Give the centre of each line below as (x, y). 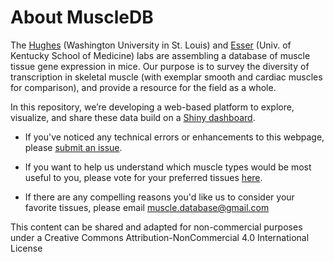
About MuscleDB (82, 17)
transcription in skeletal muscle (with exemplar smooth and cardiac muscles (166, 77)
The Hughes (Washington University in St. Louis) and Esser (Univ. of (151, 45)
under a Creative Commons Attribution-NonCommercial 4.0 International (160, 237)
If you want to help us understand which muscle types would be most (168, 167)
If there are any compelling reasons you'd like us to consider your (159, 197)
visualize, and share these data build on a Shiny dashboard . (133, 117)
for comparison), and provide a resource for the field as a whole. (143, 87)
